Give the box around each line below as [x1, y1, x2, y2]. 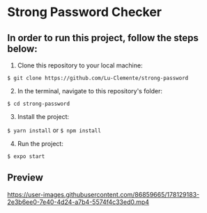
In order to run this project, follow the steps [7, 32, 199, 44]
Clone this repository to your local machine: [17, 61, 143, 70]
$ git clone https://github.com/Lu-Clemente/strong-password [7, 74, 189, 81]
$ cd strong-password [7, 100, 70, 107]
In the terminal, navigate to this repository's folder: [17, 87, 162, 95]
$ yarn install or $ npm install [7, 126, 101, 134]
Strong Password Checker [7, 4, 162, 20]
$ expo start [7, 153, 45, 160]
